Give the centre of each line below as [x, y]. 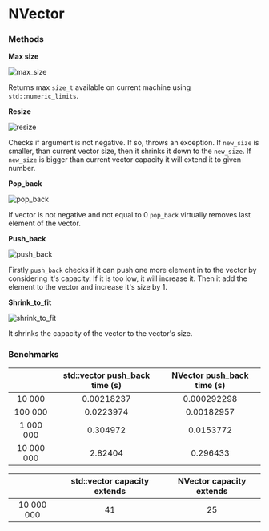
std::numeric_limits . [44, 96]
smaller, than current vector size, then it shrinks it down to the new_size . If [130, 151]
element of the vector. [45, 223]
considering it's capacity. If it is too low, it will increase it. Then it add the [128, 278]
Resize [20, 111]
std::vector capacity [110, 480]
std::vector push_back [106, 375]
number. [22, 168]
